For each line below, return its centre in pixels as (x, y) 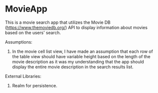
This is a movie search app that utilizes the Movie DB (58, 22)
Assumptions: (19, 42)
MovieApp (26, 9)
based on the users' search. (33, 32)
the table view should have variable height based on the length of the (81, 56)
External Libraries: (23, 76)
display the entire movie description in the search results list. (73, 67)
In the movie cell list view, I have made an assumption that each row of (82, 51)
